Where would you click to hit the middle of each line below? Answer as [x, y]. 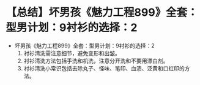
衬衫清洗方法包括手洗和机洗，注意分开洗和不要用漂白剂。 [96, 61]
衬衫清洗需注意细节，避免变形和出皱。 [72, 53]
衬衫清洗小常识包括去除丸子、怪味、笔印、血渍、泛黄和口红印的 [104, 68]
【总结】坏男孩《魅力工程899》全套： [102, 12]
